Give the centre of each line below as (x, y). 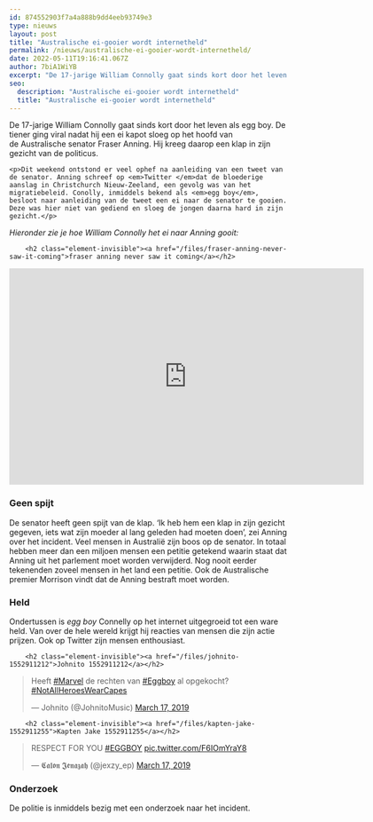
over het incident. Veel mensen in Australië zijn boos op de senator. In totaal (148, 541)
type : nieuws (33, 26)
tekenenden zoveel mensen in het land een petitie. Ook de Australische (139, 570)
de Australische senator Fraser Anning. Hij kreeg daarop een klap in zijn (140, 144)
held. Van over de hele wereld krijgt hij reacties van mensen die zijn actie (142, 630)
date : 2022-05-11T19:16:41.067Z (69, 59)
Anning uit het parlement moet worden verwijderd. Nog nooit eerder (133, 560)
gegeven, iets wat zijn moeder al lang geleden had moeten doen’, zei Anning (148, 532)
